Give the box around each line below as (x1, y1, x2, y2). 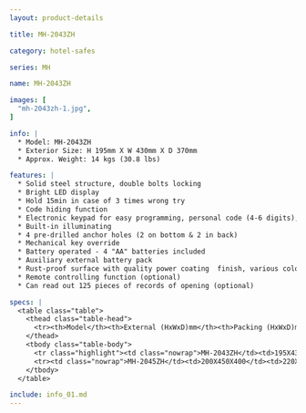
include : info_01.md (9, 390, 88, 399)
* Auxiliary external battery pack (17, 256, 153, 265)
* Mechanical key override (17, 239, 120, 248)
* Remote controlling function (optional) (17, 273, 181, 282)
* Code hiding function (17, 204, 107, 214)
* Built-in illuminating (17, 222, 112, 231)
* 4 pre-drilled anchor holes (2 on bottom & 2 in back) (17, 230, 239, 240)
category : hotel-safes (9, 46, 96, 56)
